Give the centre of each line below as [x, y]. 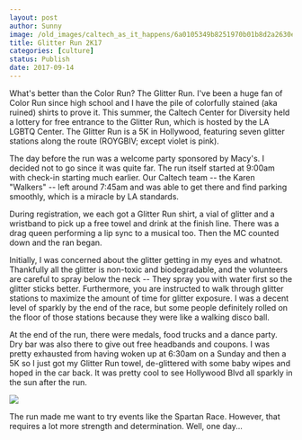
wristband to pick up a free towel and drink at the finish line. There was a [144, 223]
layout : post [34, 18]
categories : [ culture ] [52, 51]
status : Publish [40, 59]
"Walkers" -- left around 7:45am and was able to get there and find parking [148, 187]
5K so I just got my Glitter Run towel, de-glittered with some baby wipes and [150, 363]
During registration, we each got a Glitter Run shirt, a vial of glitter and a [142, 214]
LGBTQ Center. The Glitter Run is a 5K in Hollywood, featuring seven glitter [147, 131]
